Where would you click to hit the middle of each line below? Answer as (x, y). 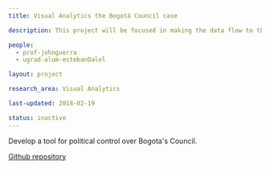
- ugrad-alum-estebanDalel (61, 60)
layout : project (35, 74)
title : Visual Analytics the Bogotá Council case (93, 16)
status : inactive (37, 117)
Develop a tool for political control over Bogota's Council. (103, 141)
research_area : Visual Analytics (64, 89)
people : (21, 45)
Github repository (37, 156)
